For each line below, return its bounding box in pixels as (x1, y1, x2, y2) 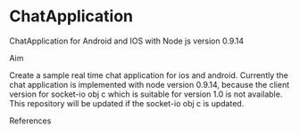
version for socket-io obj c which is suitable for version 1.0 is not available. (9, 89, 283, 99)
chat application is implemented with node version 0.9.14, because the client (9, 79, 290, 90)
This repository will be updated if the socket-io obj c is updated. (9, 98, 245, 108)
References (9, 115, 52, 126)
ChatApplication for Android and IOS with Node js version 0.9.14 (9, 35, 245, 46)
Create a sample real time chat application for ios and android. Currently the (9, 69, 288, 81)
